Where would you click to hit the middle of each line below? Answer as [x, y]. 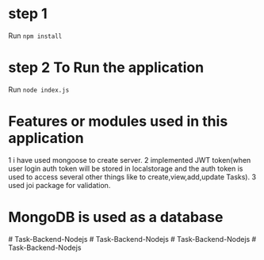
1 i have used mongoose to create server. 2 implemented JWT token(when [130, 160]
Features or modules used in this [118, 121]
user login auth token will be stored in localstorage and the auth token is [126, 168]
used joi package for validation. [59, 185]
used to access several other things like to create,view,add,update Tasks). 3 [132, 177]
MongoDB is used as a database [116, 217]
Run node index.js [39, 89]
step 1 [28, 14]
